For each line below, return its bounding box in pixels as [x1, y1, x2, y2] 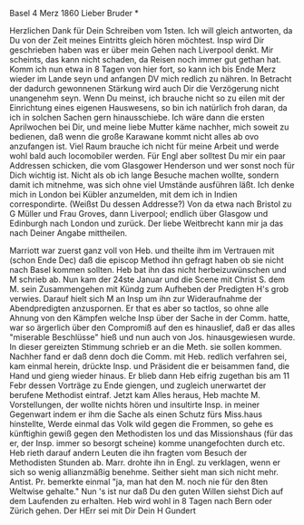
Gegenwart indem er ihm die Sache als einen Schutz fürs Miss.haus [9, 409, 263, 420]
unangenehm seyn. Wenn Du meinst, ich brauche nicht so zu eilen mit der [9, 92, 286, 103]
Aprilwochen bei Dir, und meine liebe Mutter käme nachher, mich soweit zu [9, 122, 289, 132]
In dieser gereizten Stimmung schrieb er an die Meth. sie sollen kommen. [9, 342, 283, 352]
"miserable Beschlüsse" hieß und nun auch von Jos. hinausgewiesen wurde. [9, 332, 296, 343]
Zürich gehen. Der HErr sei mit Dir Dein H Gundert [9, 505, 197, 516]
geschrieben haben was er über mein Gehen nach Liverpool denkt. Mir [9, 44, 274, 55]
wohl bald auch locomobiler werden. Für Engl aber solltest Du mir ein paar [9, 151, 286, 161]
